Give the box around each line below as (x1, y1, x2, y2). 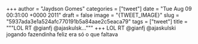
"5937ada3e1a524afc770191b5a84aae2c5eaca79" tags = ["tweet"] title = (6, 18, 188, 25)
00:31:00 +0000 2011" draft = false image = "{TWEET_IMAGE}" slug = (6, 11, 179, 19)
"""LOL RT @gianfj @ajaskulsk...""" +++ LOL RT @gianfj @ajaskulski (6, 24, 176, 31)
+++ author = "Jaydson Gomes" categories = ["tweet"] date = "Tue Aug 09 (6, 5, 192, 12)
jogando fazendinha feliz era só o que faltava (6, 31, 119, 38)
